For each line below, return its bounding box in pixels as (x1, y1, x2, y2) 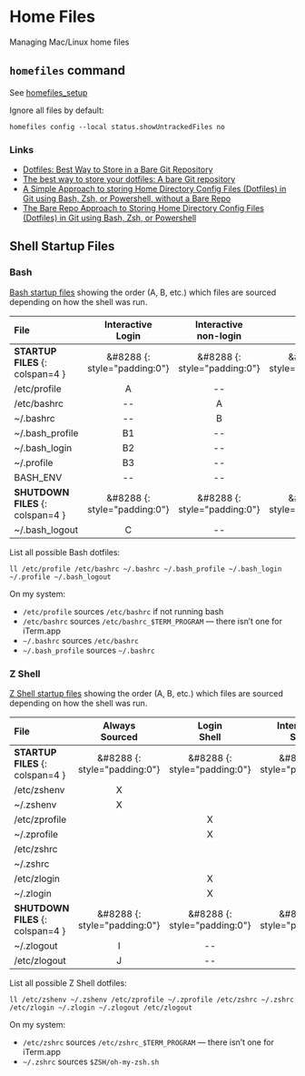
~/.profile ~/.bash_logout (9, 572, 112, 582)
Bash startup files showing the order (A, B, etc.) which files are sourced (9, 287, 277, 298)
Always (103, 719, 136, 732)
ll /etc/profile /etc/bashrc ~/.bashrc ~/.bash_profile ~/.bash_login (9, 564, 282, 574)
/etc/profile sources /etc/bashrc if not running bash (22, 605, 224, 616)
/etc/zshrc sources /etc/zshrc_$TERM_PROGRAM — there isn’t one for (22, 1037, 275, 1048)
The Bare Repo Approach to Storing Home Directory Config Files (22, 203, 265, 214)
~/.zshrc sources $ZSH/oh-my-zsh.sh (22, 1056, 160, 1067)
